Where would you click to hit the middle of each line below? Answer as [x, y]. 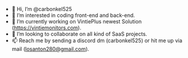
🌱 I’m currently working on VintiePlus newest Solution [77, 21]
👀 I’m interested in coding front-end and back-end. [73, 15]
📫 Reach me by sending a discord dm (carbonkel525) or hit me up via [97, 40]
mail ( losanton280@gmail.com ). [50, 49]
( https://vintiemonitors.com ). [46, 28]
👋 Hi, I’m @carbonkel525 [42, 9]
